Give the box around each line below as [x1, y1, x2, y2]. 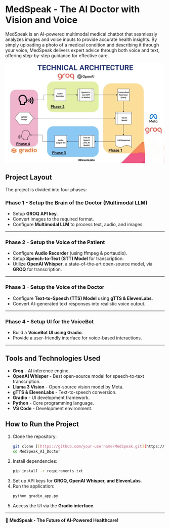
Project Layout [5, 173, 52, 182]
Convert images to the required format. [12, 216, 95, 222]
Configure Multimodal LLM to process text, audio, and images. [12, 222, 144, 227]
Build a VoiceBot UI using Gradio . [12, 329, 83, 335]
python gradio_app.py [12, 494, 58, 499]
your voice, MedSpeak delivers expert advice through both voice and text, [5, 47, 160, 53]
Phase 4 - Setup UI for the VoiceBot [5, 318, 94, 325]
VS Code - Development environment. [12, 405, 93, 411]
